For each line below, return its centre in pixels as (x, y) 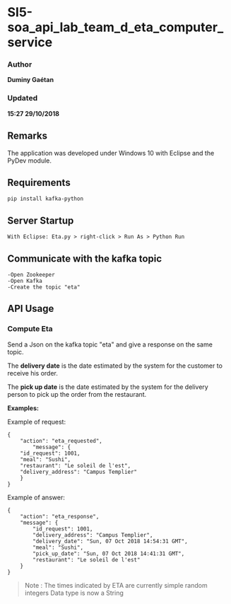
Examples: (23, 408)
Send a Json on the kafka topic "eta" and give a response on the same (110, 344)
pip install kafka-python (45, 199)
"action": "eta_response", (60, 516)
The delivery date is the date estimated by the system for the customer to (115, 366)
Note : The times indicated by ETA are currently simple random (116, 585)
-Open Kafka (25, 281)
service (30, 42)
